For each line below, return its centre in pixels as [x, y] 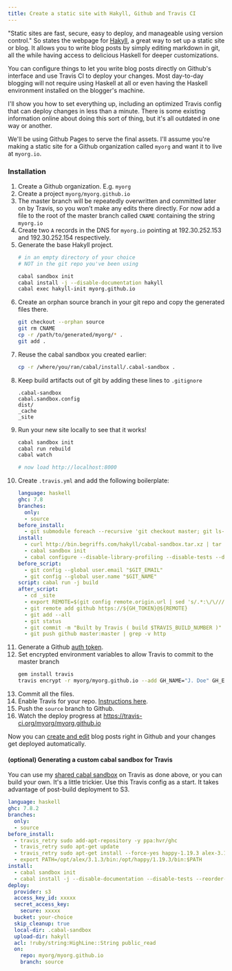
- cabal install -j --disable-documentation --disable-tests [104, 879]
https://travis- [123, 716]
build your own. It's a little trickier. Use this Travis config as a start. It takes [113, 782]
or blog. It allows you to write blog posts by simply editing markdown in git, [114, 47]
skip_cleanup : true [42, 924]
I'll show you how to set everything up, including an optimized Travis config [115, 103]
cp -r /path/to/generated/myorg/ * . [70, 335]
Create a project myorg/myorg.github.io [74, 193]
